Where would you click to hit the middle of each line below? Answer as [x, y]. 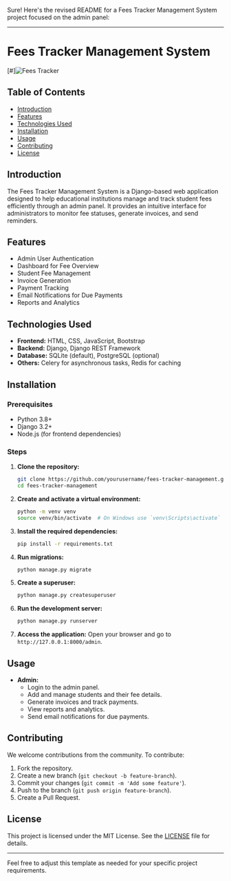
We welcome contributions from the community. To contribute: [96, 755]
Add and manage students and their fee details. [95, 694]
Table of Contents [46, 92]
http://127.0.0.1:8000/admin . [60, 642]
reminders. [22, 221]
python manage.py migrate [54, 569]
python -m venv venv [46, 512]
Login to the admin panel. [63, 687]
